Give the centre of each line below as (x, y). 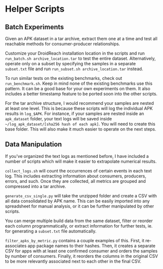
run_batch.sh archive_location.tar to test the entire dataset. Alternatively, (80, 58)
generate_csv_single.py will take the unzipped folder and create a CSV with (81, 195)
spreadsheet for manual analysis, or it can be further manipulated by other (80, 206)
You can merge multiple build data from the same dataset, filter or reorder (79, 221)
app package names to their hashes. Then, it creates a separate (91, 246)
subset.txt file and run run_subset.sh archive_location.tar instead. (74, 69)
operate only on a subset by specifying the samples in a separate (71, 64)
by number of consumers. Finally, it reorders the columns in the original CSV (81, 256)
